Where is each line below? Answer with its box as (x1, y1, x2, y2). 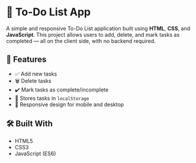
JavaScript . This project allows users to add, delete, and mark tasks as (6, 31, 180, 38)
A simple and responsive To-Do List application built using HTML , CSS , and (6, 25, 191, 32)
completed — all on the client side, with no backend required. (6, 37, 156, 44)
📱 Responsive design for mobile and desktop (14, 100, 124, 108)
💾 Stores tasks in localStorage (14, 94, 89, 102)
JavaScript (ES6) (14, 150, 56, 157)
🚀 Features (6, 54, 47, 64)
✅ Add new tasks (14, 70, 57, 77)
